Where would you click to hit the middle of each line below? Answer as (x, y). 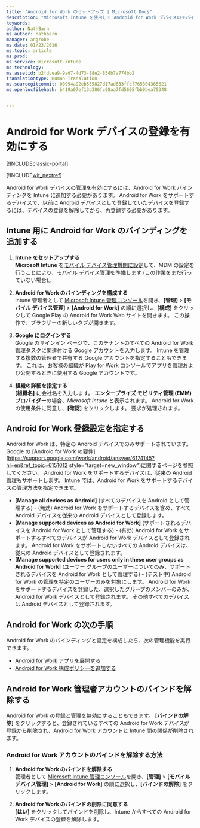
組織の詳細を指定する (41, 385)
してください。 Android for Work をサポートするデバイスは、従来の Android (99, 473)
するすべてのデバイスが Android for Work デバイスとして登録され (110, 538)
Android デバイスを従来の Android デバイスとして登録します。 (91, 515)
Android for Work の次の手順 (60, 625)
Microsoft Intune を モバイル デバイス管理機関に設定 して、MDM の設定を (104, 265)
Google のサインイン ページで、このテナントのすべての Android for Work (104, 342)
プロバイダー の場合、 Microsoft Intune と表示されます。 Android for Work (104, 400)
